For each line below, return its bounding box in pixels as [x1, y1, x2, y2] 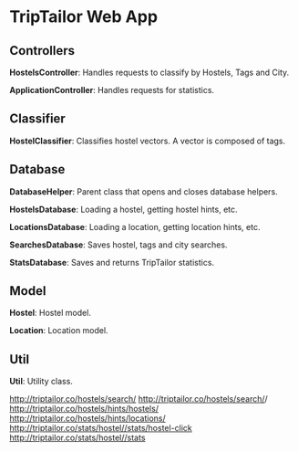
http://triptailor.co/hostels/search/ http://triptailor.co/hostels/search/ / [9, 394, 269, 405]
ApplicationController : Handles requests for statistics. [9, 85, 215, 95]
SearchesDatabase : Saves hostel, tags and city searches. [9, 239, 228, 250]
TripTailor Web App [9, 6, 158, 27]
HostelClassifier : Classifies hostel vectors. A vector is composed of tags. [9, 135, 286, 146]
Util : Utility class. [9, 376, 73, 387]
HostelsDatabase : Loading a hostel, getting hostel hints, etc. [9, 204, 239, 215]
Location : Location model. [9, 325, 108, 336]
